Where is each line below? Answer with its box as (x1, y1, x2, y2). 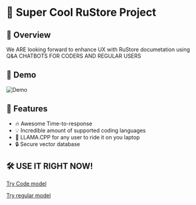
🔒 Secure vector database (15, 140, 80, 148)
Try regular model (6, 192, 51, 200)
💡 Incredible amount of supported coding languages (15, 127, 146, 134)
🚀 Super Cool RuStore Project (6, 5, 157, 19)
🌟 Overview (6, 30, 51, 40)
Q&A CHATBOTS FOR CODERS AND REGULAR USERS (6, 52, 141, 60)
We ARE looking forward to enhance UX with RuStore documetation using (6, 46, 190, 53)
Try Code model (6, 180, 47, 187)
